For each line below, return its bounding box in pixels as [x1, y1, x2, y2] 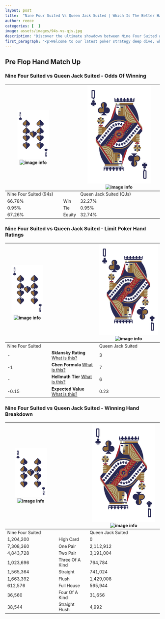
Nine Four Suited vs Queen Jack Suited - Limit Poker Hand [5, 225, 146, 232]
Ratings [5, 231, 24, 238]
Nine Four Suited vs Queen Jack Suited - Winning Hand [5, 405, 139, 412]
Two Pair [58, 550, 77, 556]
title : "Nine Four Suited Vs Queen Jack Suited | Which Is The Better [5, 13, 155, 18]
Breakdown [5, 411, 33, 418]
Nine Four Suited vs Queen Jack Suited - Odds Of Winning [5, 73, 146, 80]
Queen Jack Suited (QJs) [80, 191, 132, 197]
